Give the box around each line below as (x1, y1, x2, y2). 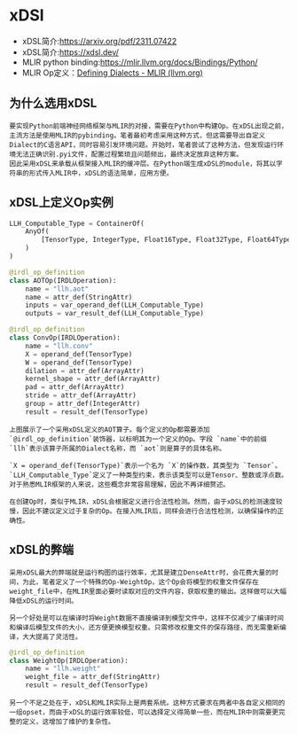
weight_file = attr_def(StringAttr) (25, 673, 161, 682)
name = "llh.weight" (25, 664, 101, 674)
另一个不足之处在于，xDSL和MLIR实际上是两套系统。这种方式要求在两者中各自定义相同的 (9, 699, 286, 707)
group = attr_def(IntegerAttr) (25, 400, 141, 409)
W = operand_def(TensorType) (25, 358, 133, 367)
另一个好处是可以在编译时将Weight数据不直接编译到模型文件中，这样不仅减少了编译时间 (9, 613, 284, 622)
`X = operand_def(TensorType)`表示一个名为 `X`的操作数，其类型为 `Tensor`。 (9, 461, 282, 470)
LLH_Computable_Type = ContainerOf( (9, 219, 145, 228)
